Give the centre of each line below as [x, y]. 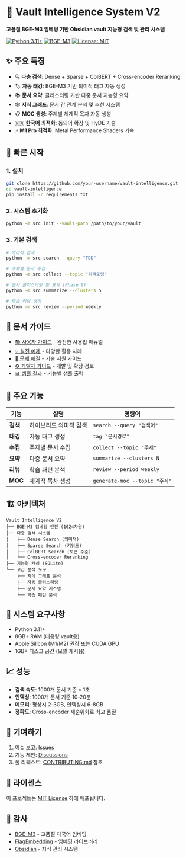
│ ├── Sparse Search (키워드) [44, 545]
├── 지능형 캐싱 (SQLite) [35, 563]
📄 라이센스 [24, 782]
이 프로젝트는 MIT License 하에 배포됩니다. [56, 798]
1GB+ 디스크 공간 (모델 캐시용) [50, 651]
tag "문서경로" [111, 437]
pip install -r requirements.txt [47, 195]
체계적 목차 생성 [50, 481]
